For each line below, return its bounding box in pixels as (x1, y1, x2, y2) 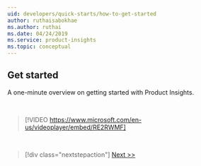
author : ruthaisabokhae (7, 17, 78, 24)
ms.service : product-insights (7, 37, 97, 44)
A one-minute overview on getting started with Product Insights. (7, 88, 195, 96)
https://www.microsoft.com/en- (49, 115, 142, 124)
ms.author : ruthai (7, 23, 62, 30)
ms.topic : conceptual (7, 43, 71, 50)
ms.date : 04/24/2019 (7, 30, 69, 37)
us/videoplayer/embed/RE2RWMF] (24, 123, 126, 131)
